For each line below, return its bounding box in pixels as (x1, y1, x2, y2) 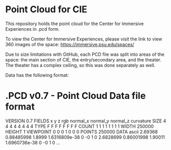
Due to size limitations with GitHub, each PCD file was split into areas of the (5, 51, 165, 57)
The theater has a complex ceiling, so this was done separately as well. (5, 62, 156, 68)
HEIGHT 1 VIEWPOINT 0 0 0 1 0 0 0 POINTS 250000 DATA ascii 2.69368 (5, 128, 158, 135)
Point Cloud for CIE (5, 4, 88, 15)
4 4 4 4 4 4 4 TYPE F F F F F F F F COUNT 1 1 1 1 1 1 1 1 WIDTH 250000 (5, 123, 154, 129)
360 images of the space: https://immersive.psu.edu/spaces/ (5, 41, 135, 47)
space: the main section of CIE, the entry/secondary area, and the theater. (5, 56, 161, 62)
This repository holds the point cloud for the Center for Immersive (5, 20, 144, 27)
